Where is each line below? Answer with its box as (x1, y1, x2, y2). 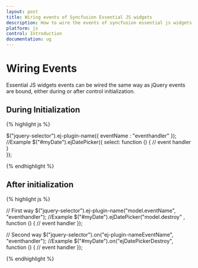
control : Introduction (6, 31, 62, 37)
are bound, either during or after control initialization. (6, 87, 135, 95)
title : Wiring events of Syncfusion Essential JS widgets (6, 14, 152, 20)
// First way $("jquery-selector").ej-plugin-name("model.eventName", (6, 207, 176, 214)
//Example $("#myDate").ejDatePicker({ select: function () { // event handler (6, 138, 191, 145)
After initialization (6, 180, 74, 190)
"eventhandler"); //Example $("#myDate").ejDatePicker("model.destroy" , (6, 213, 186, 220)
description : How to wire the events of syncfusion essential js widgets (6, 20, 193, 25)
